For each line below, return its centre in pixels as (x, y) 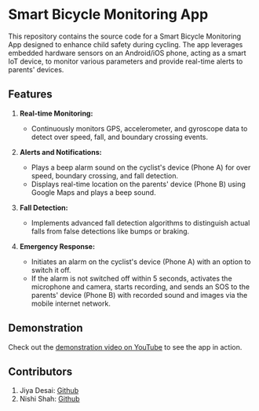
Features (30, 95)
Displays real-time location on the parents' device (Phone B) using (138, 184)
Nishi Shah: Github (49, 399)
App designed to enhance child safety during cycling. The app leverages (126, 44)
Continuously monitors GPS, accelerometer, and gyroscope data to (139, 128)
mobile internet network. (71, 303)
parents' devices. (36, 69)
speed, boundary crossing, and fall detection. (105, 175)
